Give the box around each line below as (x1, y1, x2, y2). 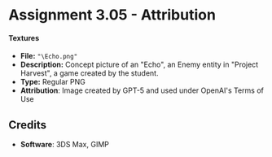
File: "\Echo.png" (20, 51, 78, 61)
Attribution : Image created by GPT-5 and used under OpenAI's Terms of (20, 85, 265, 95)
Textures (8, 33, 40, 42)
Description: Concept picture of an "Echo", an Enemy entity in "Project (20, 59, 259, 70)
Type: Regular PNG (20, 77, 86, 87)
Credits (8, 118, 47, 132)
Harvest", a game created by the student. (20, 68, 159, 78)
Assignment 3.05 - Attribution (8, 6, 216, 24)
